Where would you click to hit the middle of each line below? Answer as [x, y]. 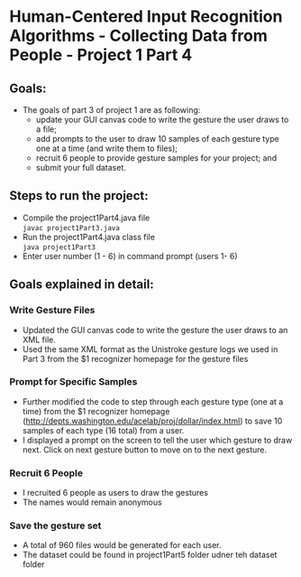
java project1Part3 [59, 247]
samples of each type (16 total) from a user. [103, 430]
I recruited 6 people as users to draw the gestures [115, 493]
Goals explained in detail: [82, 285]
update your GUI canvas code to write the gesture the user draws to [162, 120]
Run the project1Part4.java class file [89, 237]
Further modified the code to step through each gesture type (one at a [153, 401]
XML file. [39, 340]
